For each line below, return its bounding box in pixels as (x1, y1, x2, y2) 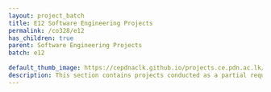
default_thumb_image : (8, 64, 81, 72)
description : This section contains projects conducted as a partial (8, 71, 248, 79)
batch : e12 (8, 49, 45, 57)
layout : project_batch (8, 11, 85, 20)
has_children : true (8, 34, 74, 42)
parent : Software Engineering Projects (8, 42, 143, 50)
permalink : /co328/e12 (8, 26, 85, 34)
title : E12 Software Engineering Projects (8, 19, 153, 27)
